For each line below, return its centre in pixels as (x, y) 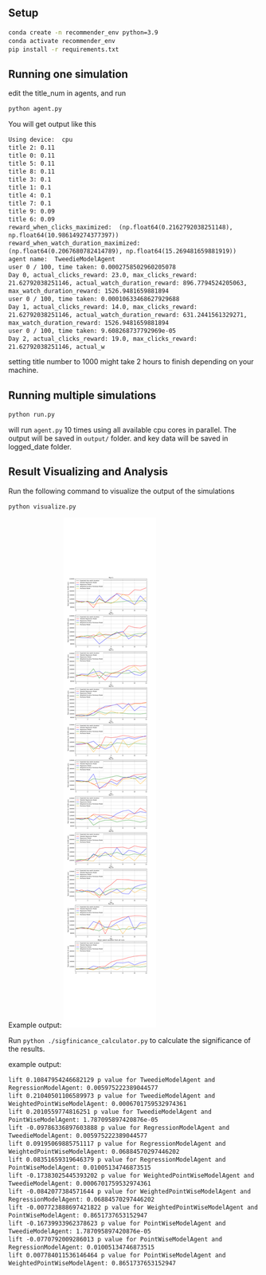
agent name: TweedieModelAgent (62, 259)
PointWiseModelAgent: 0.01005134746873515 (80, 1167)
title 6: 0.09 (32, 220)
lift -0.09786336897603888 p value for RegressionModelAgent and (119, 1128)
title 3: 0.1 (30, 180)
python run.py (32, 414)
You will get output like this (53, 124)
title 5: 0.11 (32, 164)
